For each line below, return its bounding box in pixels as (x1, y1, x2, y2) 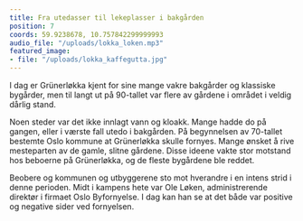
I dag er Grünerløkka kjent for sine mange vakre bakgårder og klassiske (9, 80, 276, 90)
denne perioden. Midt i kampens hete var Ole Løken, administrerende (9, 182, 269, 192)
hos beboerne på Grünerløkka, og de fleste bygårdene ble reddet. (9, 155, 255, 165)
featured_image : (9, 47, 71, 56)
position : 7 (9, 22, 54, 31)
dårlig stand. (9, 99, 57, 109)
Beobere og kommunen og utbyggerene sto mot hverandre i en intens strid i (9, 172, 292, 183)
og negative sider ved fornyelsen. (9, 201, 135, 212)
